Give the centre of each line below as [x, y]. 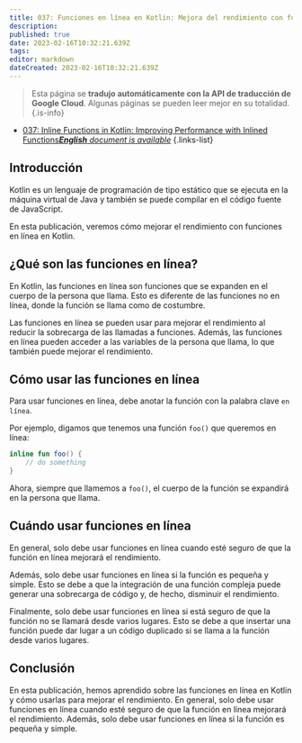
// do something [56, 463]
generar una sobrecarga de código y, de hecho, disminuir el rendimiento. [144, 593]
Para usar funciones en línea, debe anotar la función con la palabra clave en [150, 401]
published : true [40, 34]
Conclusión [42, 669]
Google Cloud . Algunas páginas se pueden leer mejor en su [142, 103]
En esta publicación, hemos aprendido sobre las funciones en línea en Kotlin [151, 690]
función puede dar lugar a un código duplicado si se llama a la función [139, 630]
